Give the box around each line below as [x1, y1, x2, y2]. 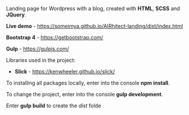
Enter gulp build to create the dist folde [6, 102, 102, 109]
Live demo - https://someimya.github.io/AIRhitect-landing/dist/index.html [6, 23, 183, 29]
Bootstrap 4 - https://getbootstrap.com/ [6, 34, 104, 40]
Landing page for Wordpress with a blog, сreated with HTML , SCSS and [6, 5, 180, 12]
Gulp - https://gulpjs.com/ [6, 45, 69, 52]
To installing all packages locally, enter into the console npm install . [6, 79, 170, 86]
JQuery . [6, 11, 26, 18]
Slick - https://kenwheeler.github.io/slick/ [14, 68, 116, 75]
